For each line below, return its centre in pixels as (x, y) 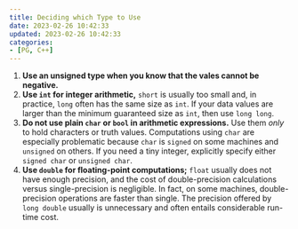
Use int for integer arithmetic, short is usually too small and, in (139, 95)
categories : (31, 42)
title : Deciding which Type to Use (75, 17)
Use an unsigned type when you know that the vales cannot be (141, 75)
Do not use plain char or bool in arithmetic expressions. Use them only (153, 123)
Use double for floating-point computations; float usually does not (147, 170)
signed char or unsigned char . (77, 161)
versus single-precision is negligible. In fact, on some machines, (140, 189)
